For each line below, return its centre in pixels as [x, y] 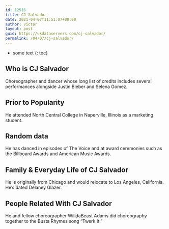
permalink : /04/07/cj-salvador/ [39, 39]
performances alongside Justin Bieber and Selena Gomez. [66, 87]
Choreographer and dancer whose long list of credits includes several [78, 81]
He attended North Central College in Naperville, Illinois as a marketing [79, 114]
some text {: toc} [30, 53]
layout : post [19, 29]
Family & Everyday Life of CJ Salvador [67, 170]
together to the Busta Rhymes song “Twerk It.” [54, 221]
